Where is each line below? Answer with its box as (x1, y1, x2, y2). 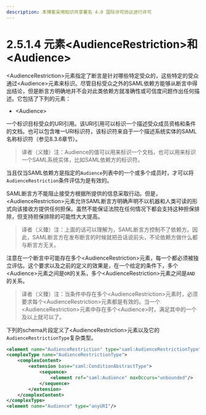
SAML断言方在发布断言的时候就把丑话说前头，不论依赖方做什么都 (32, 233, 198, 241)
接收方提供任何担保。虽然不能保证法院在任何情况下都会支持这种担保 (22, 205, 194, 212)
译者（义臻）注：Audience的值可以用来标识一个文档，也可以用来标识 (21, 148, 196, 155)
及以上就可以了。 (21, 313, 65, 320)
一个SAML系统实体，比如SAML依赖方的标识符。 (21, 156, 143, 163)
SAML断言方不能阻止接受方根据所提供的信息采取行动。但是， (6, 190, 161, 197)
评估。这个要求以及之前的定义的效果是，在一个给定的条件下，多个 (11, 262, 178, 269)
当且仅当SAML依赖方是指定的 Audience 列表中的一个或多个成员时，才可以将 (6, 169, 194, 176)
